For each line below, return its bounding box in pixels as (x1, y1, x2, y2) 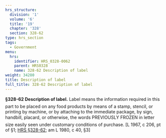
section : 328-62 (9, 31, 43, 36)
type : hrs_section (5, 36, 43, 41)
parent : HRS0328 (14, 63, 48, 68)
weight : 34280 (5, 73, 35, 78)
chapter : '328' (9, 26, 41, 31)
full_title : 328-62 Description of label (5, 82, 93, 87)
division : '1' (9, 12, 39, 17)
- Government (9, 45, 37, 50)
